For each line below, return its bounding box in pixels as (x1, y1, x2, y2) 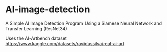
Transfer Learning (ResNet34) (5, 25, 67, 31)
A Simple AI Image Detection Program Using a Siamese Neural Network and (5, 20, 162, 26)
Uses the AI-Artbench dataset (5, 35, 67, 41)
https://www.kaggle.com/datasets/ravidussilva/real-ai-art (5, 40, 125, 46)
